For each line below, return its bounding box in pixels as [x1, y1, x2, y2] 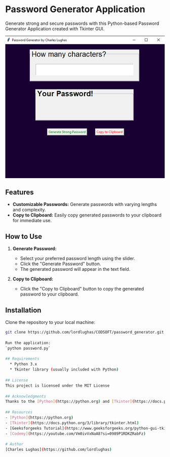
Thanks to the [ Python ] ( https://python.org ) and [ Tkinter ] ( [5, 399, 135, 404]
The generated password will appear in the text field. [20, 266, 131, 272]
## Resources [5, 410, 33, 415]
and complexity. [12, 206, 47, 213]
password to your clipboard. [20, 291, 79, 297]
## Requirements [5, 356, 39, 361]
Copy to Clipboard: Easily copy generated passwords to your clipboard [12, 212, 162, 218]
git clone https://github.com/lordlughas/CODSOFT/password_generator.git [5, 330, 164, 335]
